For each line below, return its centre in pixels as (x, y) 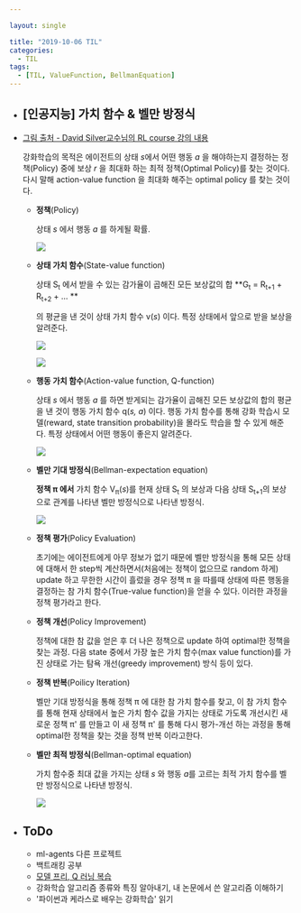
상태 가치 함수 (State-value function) (100, 265)
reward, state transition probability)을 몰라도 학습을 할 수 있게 (157, 423)
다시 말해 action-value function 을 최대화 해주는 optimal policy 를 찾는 (148, 179)
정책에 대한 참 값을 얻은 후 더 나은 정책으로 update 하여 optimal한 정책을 (163, 641)
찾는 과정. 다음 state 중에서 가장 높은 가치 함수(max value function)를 (159, 652)
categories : (32, 51)
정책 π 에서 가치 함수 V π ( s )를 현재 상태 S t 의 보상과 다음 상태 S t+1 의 (153, 490)
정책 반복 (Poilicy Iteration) (83, 683)
